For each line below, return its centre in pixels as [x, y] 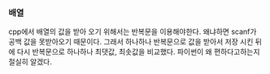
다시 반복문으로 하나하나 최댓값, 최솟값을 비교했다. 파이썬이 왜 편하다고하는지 [138, 52]
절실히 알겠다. [30, 62]
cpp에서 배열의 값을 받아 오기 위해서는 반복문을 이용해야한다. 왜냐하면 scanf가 [133, 32]
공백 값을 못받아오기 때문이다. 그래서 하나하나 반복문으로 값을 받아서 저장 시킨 [131, 42]
